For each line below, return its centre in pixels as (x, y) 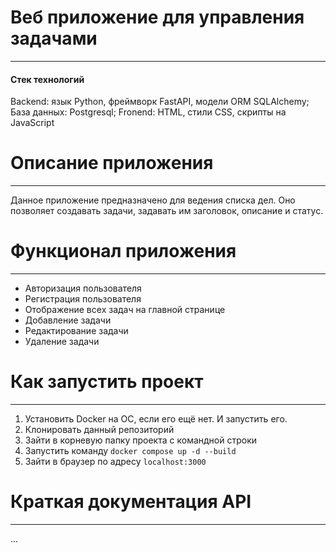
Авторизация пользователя (83, 288)
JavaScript (32, 123)
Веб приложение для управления (157, 17)
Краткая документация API (131, 502)
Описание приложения (112, 163)
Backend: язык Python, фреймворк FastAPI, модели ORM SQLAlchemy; (160, 102)
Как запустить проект (107, 382)
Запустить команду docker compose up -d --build (130, 450)
